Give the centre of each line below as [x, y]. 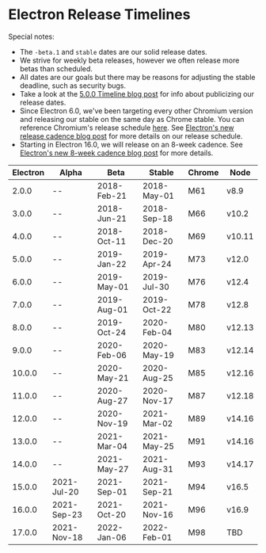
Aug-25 [158, 378]
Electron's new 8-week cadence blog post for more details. [116, 153]
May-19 [158, 355]
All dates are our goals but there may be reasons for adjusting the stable [137, 77]
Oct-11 [112, 241]
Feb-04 [157, 332]
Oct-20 [112, 514]
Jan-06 [112, 537]
